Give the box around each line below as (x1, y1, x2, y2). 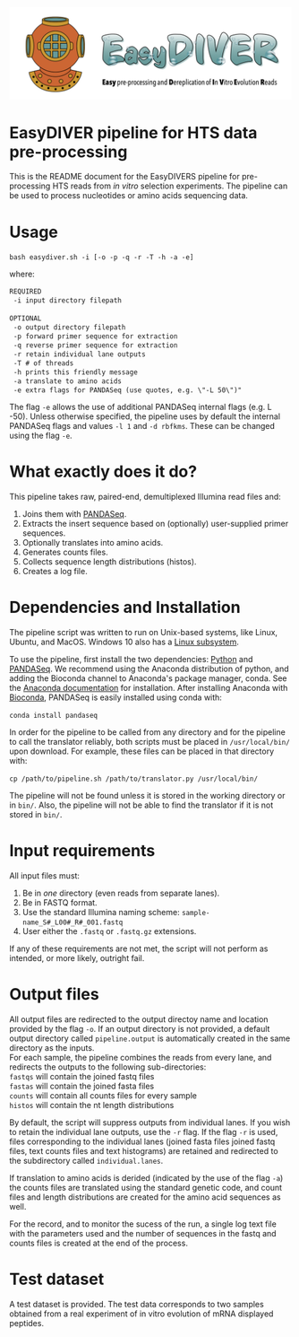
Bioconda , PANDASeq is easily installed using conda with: (9, 692, 222, 703)
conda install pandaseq (9, 712, 98, 721)
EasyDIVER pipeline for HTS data (9, 122, 258, 143)
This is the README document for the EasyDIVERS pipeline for (9, 171, 240, 182)
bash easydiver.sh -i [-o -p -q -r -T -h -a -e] (9, 253, 194, 262)
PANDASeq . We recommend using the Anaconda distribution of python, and (9, 663, 289, 675)
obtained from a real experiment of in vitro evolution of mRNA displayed (9, 1308, 274, 1319)
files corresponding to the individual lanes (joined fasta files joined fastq (9, 1136, 276, 1147)
